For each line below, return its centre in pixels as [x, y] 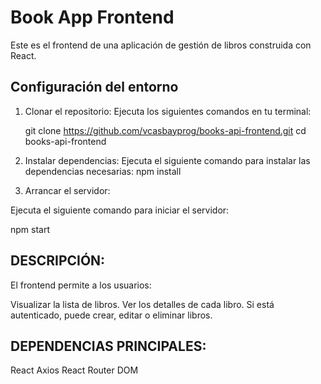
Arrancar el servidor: [67, 190]
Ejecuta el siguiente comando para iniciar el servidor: [120, 210]
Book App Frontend [92, 17]
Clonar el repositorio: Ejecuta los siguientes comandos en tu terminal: [168, 111]
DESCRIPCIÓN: [58, 261]
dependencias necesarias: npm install [103, 171]
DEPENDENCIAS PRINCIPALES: [108, 346]
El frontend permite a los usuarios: [81, 285]
